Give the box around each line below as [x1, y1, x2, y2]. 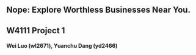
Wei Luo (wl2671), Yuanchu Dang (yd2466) [6, 42, 118, 50]
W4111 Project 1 [6, 25, 65, 36]
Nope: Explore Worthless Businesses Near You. [6, 5, 191, 15]
